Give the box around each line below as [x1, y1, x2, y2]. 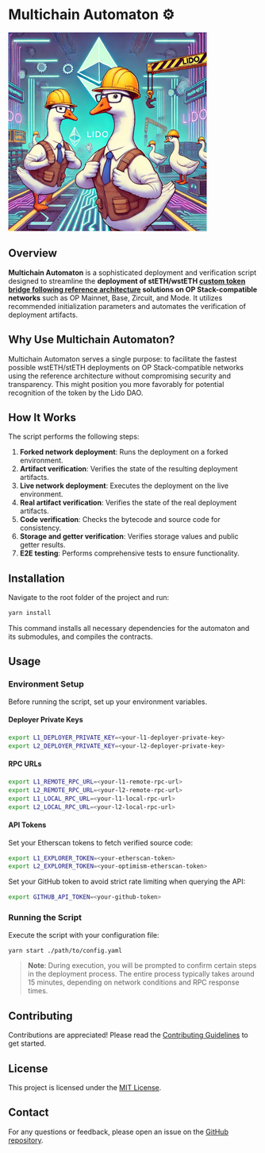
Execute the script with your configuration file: [8, 930, 160, 939]
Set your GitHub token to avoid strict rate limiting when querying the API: [8, 876, 246, 887]
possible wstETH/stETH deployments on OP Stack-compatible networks [8, 362, 244, 372]
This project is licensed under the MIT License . [8, 1083, 162, 1093]
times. [27, 986, 48, 996]
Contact [8, 1106, 49, 1120]
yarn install [8, 609, 52, 617]
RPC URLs [8, 759, 42, 768]
